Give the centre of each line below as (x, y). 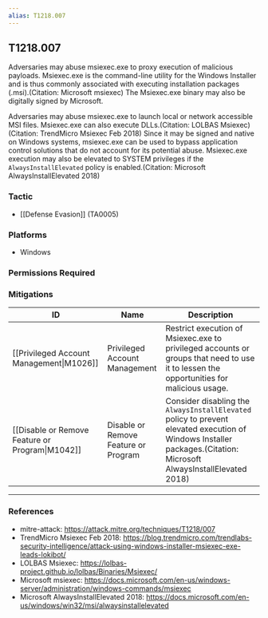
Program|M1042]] (47, 450)
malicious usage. (197, 388)
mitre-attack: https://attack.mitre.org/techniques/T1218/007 (117, 529)
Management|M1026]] (55, 363)
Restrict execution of (204, 328)
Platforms (28, 235)
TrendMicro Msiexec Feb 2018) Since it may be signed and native (147, 133)
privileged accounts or (207, 348)
